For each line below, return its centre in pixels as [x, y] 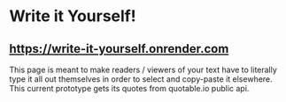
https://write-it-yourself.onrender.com [119, 49]
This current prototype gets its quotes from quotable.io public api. [129, 88]
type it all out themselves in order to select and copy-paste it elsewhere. [141, 79]
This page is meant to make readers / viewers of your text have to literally [143, 69]
